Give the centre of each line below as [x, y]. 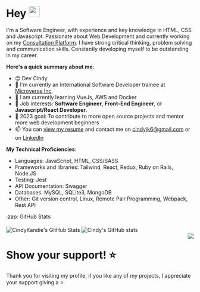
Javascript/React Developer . [51, 109]
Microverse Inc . [34, 91]
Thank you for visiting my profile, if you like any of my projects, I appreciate [99, 275]
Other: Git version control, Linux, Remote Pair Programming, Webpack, [101, 199]
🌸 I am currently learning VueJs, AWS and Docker [76, 97]
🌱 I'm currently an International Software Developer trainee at [90, 84]
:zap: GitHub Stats [29, 216]
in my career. [22, 55]
